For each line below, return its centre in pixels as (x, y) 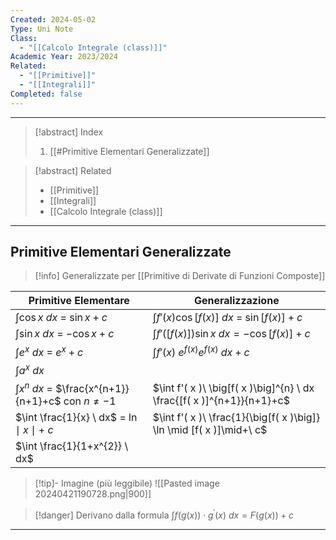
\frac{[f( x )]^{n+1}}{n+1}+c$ (221, 400)
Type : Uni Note (42, 29)
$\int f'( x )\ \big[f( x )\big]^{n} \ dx (233, 388)
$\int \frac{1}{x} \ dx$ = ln (76, 418)
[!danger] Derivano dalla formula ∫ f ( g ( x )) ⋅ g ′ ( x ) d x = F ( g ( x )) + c (164, 514)
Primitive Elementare (79, 301)
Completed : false (46, 94)
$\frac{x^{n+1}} (92, 389)
